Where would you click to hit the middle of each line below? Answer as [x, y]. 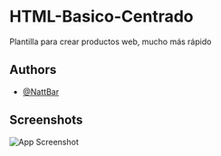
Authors [33, 70]
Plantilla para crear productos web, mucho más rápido [110, 41]
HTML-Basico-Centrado [101, 17]
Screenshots [46, 120]
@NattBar [41, 91]
